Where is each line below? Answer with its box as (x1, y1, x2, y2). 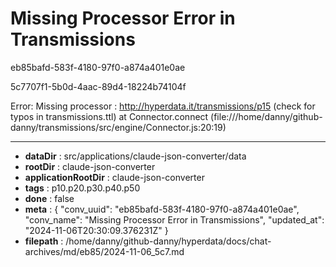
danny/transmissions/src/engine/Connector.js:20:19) (10, 121, 227, 133)
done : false (24, 192, 75, 204)
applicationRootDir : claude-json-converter (24, 171, 205, 183)
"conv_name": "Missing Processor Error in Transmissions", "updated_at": (24, 213, 325, 226)
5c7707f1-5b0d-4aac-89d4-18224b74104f (10, 80, 187, 92)
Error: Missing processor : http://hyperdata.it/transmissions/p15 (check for (10, 100, 316, 112)
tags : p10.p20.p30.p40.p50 (24, 182, 141, 194)
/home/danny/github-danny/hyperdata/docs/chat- (65, 235, 272, 247)
